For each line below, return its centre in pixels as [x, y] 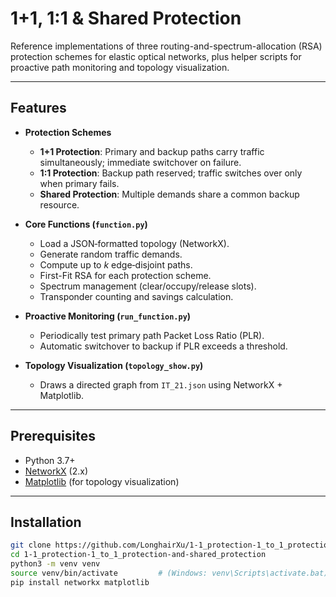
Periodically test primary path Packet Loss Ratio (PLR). [152, 335]
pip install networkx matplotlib [80, 582]
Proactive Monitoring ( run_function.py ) [108, 316]
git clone [31, 545]
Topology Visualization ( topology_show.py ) [114, 365]
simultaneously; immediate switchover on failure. [140, 162]
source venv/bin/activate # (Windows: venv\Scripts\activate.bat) [169, 573]
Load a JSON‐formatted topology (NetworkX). [134, 243]
